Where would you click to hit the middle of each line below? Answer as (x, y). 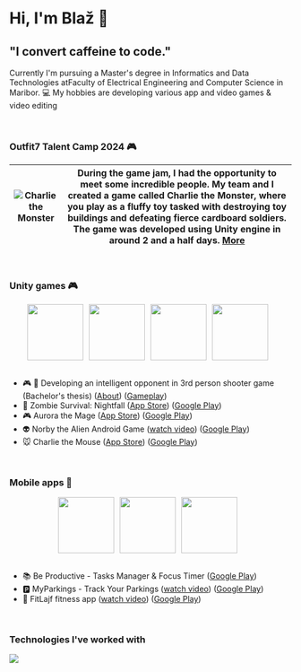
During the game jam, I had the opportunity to (177, 173)
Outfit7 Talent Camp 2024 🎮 (73, 146)
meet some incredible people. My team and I (177, 185)
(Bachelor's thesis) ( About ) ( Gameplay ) (95, 396)
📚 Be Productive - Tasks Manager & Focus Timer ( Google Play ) (139, 576)
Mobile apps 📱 (41, 482)
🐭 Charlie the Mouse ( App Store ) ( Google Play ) (110, 441)
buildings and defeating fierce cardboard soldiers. (176, 218)
